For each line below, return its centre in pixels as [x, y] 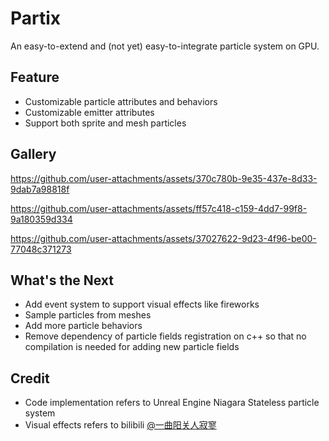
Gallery [33, 154]
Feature [35, 77]
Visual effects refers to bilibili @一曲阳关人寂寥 [120, 425]
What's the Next [62, 280]
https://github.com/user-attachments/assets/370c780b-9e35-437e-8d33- [164, 178]
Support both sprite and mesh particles [105, 123]
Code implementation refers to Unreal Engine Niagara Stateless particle [172, 403]
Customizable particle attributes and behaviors [121, 101]
